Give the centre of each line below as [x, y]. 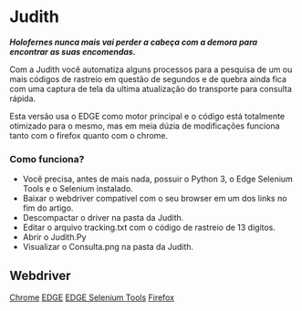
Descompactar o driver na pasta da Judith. [103, 218]
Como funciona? [47, 159]
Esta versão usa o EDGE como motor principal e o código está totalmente [147, 116]
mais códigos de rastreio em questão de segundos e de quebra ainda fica [148, 78]
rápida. [23, 98]
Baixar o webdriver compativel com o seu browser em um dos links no [155, 199]
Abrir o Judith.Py [54, 237]
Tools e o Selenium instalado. [78, 189]
